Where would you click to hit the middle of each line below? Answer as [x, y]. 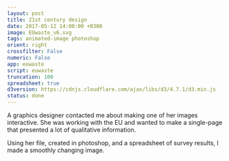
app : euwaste [26, 64]
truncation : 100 [30, 77]
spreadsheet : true [33, 83]
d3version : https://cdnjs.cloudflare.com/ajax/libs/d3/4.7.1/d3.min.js [111, 89]
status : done [26, 96]
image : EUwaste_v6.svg [39, 32]
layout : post [26, 13]
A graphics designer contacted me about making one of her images [103, 115]
